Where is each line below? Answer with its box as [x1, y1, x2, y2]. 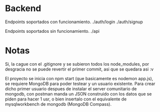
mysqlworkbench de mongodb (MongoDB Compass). [5, 101, 112, 107]
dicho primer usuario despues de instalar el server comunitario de [5, 85, 137, 92]
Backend [5, 3, 41, 14]
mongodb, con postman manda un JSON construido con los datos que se [5, 91, 152, 97]
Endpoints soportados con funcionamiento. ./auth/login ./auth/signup [5, 19, 143, 25]
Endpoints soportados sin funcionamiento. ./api [5, 28, 100, 34]
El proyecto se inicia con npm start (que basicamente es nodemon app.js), [5, 75, 154, 81]
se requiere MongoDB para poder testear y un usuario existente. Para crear [5, 81, 156, 86]
